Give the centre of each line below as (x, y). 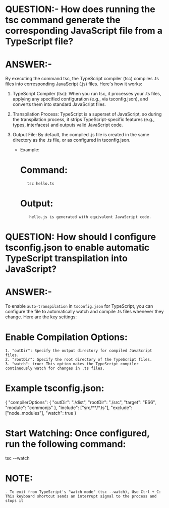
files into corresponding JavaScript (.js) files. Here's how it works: (74, 84)
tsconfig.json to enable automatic (77, 248)
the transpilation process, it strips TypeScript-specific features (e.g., (83, 120)
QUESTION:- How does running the (80, 9)
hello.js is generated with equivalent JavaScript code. (90, 217)
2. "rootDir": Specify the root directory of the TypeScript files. (79, 360)
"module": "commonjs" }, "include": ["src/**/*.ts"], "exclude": (69, 408)
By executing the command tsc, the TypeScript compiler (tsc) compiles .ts (82, 79)
